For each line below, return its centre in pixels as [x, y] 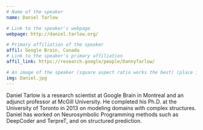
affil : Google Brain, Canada [43, 51]
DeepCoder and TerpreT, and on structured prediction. [74, 120]
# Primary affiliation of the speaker [55, 45]
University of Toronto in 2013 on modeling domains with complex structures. [101, 108]
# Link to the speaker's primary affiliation [64, 56]
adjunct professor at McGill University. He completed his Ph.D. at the [92, 101]
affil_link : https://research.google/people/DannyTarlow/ [81, 61]
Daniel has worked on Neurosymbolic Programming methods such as [92, 114]
